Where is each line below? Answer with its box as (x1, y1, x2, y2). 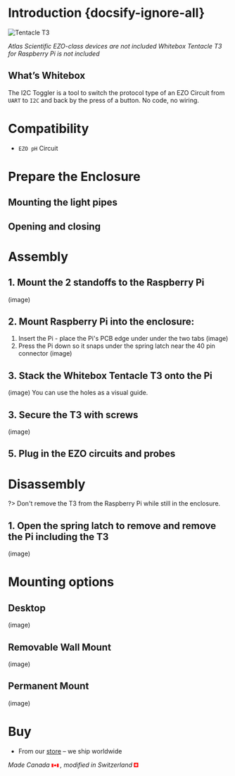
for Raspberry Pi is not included (8, 49, 101, 58)
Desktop (8, 602, 46, 614)
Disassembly (8, 476, 86, 492)
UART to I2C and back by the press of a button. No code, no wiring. (8, 96, 200, 104)
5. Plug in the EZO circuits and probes (8, 448, 176, 460)
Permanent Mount (8, 680, 89, 692)
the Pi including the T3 (8, 530, 109, 543)
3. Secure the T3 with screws (8, 408, 139, 420)
